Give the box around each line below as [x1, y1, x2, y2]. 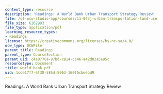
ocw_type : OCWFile [5, 43, 42, 48]
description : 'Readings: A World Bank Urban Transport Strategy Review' [5, 12, 155, 16]
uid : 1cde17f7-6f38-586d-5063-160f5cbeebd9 [5, 70, 95, 75]
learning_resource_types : [5, 30, 57, 34]
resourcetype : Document [5, 61, 53, 66]
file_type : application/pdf [5, 25, 62, 30]
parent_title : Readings [5, 47, 53, 52]
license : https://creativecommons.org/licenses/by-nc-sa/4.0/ [5, 39, 133, 44]
